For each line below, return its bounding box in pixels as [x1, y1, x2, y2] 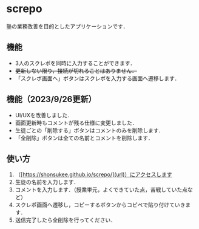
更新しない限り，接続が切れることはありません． [15, 67, 138, 74]
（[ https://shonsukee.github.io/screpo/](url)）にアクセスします [15, 171, 173, 178]
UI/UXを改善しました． [15, 111, 73, 118]
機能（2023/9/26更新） [6, 94, 96, 104]
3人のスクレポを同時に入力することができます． [15, 60, 135, 67]
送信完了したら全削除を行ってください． [15, 216, 116, 224]
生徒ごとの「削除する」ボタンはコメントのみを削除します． [15, 126, 164, 134]
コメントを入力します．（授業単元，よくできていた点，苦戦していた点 [15, 186, 188, 193]
